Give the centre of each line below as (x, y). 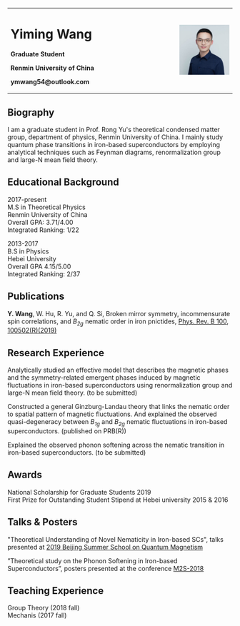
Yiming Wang (51, 34)
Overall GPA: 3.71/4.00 (40, 222)
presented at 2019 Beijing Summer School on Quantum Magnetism (105, 547)
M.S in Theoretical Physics (46, 207)
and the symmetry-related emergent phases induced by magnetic (104, 378)
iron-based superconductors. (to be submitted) (77, 453)
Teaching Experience (56, 591)
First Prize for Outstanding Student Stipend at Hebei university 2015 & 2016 (118, 500)
